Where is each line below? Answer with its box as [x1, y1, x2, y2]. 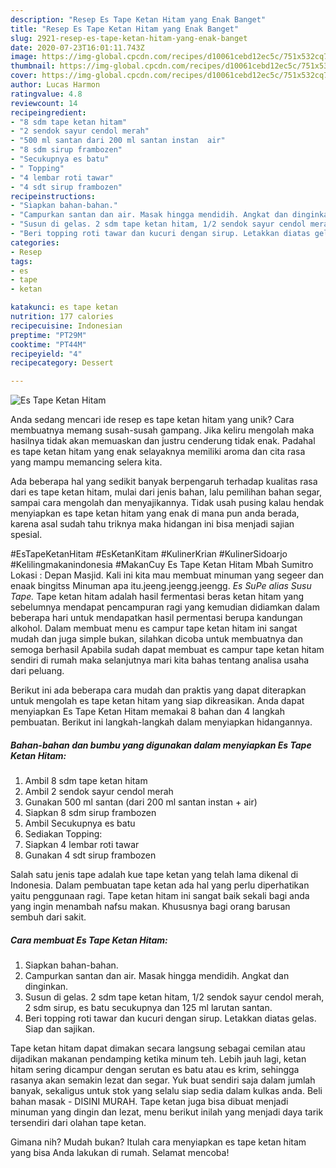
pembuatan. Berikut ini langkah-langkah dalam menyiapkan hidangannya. [10, 716, 313, 728]
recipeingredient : [10, 107, 87, 118]
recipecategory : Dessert [10, 358, 114, 368]
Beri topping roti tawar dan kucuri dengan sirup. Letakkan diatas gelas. [24, 1012, 317, 1025]
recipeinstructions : [10, 191, 97, 201]
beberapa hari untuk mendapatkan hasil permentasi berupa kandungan [10, 612, 303, 624]
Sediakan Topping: [24, 828, 103, 840]
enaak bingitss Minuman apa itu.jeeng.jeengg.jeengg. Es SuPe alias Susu [10, 580, 312, 592]
